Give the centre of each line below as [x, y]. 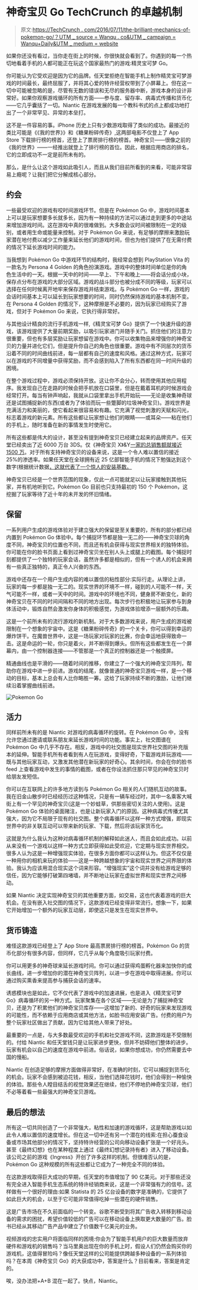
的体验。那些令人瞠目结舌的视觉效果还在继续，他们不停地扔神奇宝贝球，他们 [99, 1084]
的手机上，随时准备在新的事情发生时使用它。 [60, 425]
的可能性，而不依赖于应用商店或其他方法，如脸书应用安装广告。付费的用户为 [99, 1015]
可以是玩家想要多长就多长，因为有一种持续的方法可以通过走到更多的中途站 [101, 217]
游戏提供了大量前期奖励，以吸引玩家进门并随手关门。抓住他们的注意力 [107, 331]
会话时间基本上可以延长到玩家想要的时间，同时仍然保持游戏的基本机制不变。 [99, 296]
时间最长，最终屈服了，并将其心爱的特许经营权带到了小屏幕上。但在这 [101, 83]
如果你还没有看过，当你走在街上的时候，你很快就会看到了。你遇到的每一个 [96, 55]
